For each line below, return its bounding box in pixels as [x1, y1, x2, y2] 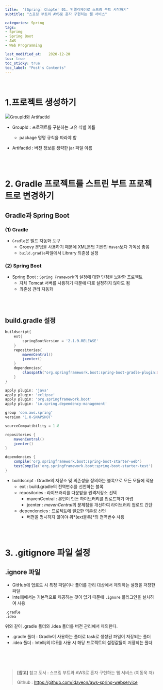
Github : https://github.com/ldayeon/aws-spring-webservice [16, 679, 138, 685]
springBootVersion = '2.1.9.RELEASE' [22, 338, 98, 343]
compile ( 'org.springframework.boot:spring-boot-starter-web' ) [14, 459, 142, 464]
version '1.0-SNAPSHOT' [5, 415, 53, 420]
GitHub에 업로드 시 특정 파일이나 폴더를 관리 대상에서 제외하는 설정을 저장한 [12, 582, 156, 588]
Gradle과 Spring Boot [5, 211, 69, 219]
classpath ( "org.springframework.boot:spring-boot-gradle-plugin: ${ [22, 370, 162, 375]
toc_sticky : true [5, 61, 40, 66]
